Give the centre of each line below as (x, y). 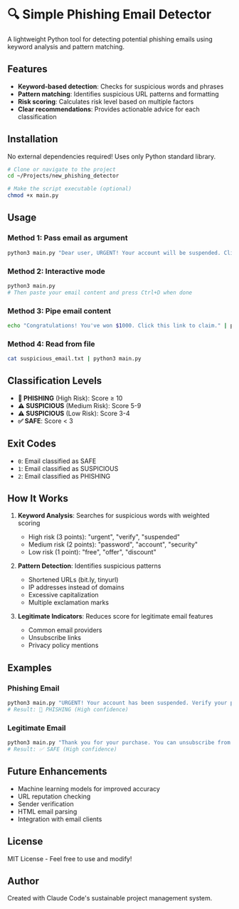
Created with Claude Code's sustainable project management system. (110, 898)
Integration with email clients (60, 819)
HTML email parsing (47, 811)
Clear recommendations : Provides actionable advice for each (109, 109)
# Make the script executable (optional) (70, 189)
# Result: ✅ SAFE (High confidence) (62, 750)
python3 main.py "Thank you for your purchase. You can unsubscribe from (119, 743)
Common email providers (65, 630)
